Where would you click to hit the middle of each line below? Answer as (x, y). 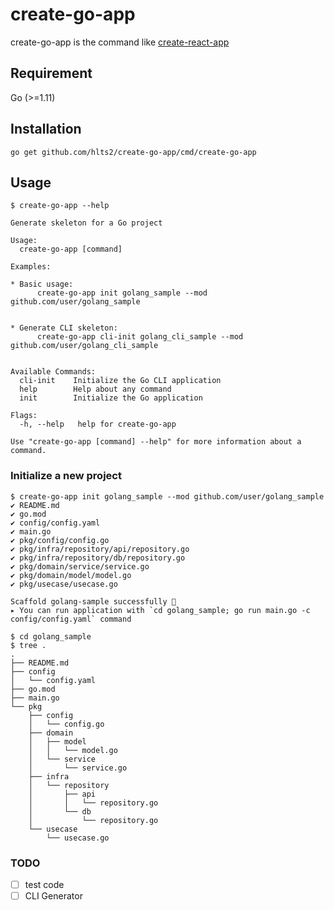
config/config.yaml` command (71, 619)
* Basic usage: (42, 284)
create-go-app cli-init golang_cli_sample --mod (140, 337)
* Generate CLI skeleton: (64, 328)
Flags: (24, 416)
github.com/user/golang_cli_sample (84, 346)
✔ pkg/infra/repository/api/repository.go (100, 549)
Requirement (51, 73)
